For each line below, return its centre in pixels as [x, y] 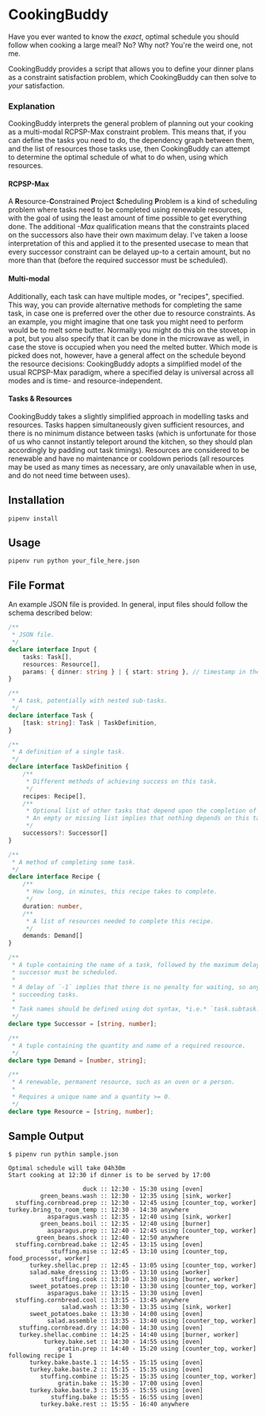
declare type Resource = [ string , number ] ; [81, 1111]
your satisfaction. [36, 86]
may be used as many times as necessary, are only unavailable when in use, [133, 466]
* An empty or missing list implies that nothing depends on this [137, 819]
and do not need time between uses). [69, 475]
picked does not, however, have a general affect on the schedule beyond [127, 355]
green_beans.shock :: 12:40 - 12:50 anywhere [113, 1238]
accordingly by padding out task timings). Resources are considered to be [129, 450]
